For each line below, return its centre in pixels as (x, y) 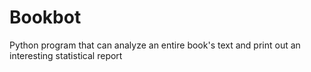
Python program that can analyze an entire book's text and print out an (155, 45)
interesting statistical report (66, 55)
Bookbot (45, 17)
